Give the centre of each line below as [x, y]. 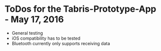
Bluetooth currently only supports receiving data [61, 43]
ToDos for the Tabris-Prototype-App [80, 9]
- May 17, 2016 [34, 19]
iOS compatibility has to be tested [46, 38]
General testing [27, 33]
